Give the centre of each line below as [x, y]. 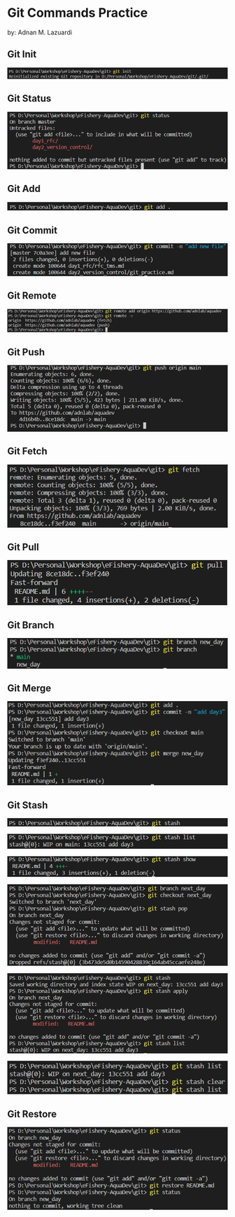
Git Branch [31, 625]
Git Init [22, 54]
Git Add [24, 189]
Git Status [29, 98]
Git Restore [32, 1114]
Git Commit [33, 230]
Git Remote [32, 296]
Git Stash [28, 805]
